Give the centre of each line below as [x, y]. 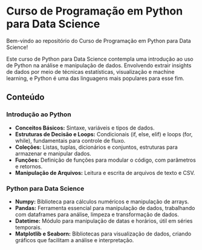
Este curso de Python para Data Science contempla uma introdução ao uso [100, 59]
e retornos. [29, 166]
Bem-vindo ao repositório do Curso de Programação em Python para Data [99, 41]
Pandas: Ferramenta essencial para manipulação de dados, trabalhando [105, 208]
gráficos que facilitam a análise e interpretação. [74, 240]
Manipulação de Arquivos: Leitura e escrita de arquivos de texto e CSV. [105, 173]
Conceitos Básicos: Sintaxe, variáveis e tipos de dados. [85, 128]
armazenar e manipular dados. [53, 153]
